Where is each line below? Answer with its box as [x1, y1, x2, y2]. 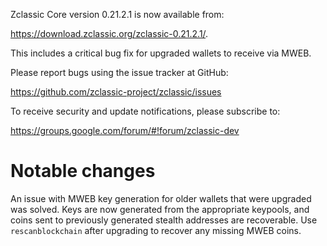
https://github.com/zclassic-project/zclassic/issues [10, 86, 222, 98]
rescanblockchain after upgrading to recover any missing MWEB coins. [10, 224, 302, 236]
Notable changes [10, 160, 156, 183]
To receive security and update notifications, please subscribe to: [10, 105, 281, 117]
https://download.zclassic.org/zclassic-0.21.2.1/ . [10, 28, 209, 39]
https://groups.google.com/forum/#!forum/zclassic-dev [10, 125, 240, 136]
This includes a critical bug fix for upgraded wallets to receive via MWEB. [10, 47, 312, 59]
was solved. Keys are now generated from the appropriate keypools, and [10, 203, 310, 215]
